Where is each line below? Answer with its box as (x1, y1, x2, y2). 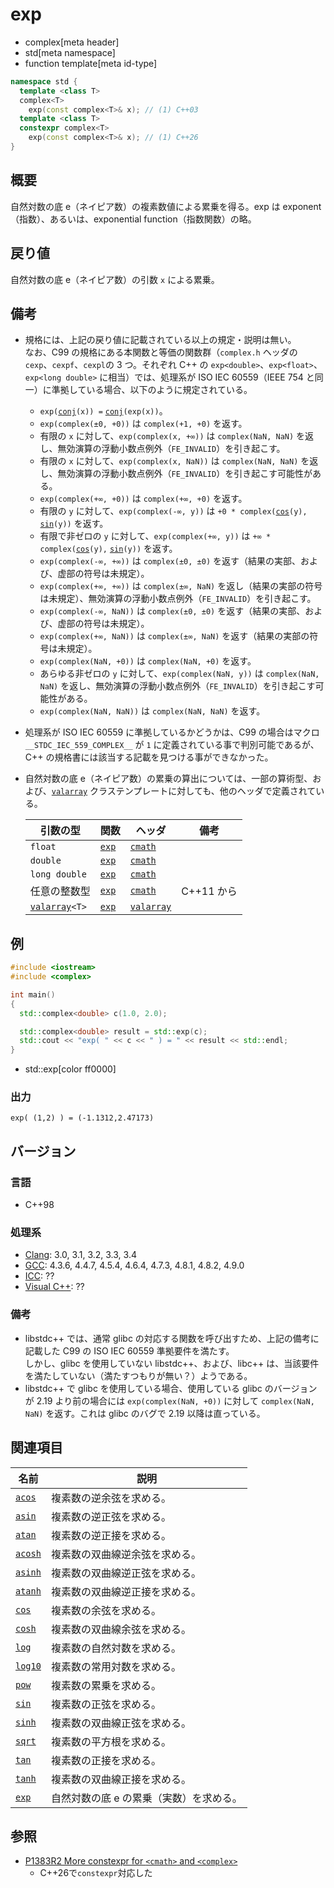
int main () (10, 989, 56, 1000)
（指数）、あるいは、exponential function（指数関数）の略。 (10, 213, 257, 225)
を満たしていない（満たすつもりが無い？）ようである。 (24, 1369, 253, 1382)
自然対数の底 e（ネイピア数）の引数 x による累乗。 (10, 273, 220, 285)
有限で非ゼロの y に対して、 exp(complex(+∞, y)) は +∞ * (39, 530, 272, 542)
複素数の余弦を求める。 (50, 1603, 162, 1617)
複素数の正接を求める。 (50, 1753, 162, 1767)
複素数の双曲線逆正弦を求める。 (50, 1566, 202, 1580)
